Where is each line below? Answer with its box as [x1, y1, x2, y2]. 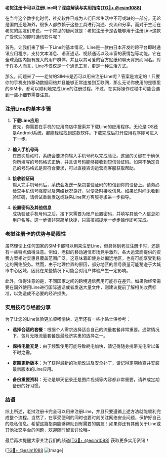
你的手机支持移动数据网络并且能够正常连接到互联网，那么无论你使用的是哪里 [5, 80, 161, 85]
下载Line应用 [12, 118, 39, 124]
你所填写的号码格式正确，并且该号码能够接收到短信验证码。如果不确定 [12, 159, 156, 165]
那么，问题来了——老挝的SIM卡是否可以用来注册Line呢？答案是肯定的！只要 [5, 74, 161, 79]
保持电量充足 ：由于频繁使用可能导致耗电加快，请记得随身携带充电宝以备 [12, 343, 160, 349]
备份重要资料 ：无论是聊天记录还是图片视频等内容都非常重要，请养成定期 [12, 376, 160, 382]
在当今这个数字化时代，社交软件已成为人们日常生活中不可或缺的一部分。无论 [5, 15, 161, 21]
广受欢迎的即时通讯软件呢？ [5, 34, 62, 40]
